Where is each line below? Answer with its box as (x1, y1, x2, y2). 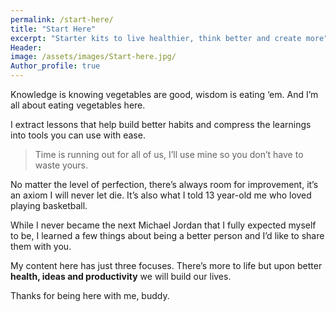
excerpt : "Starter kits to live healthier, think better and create (10, 33, 302, 43)
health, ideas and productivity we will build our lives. (10, 271, 232, 282)
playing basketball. (10, 200, 88, 211)
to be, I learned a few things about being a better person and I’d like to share (10, 230, 325, 241)
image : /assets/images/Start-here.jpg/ (10, 52, 177, 62)
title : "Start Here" (10, 24, 97, 34)
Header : (10, 42, 43, 53)
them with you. (10, 241, 72, 252)
